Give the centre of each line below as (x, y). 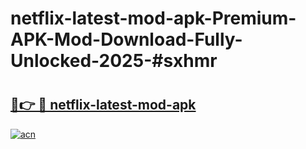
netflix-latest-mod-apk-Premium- (153, 18)
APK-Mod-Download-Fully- (126, 39)
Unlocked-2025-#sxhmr (114, 61)
